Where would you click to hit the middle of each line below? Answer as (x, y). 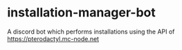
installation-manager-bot (81, 13)
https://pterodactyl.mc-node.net (53, 38)
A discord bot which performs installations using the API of (91, 32)
